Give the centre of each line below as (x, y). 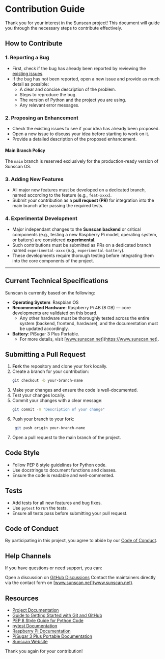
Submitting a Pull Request (45, 354)
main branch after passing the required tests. (58, 206)
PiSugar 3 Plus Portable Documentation (52, 636)
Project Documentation (35, 610)
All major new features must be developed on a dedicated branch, (79, 190)
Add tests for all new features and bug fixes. (57, 503)
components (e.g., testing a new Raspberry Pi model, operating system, (85, 234)
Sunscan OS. (18, 167)
